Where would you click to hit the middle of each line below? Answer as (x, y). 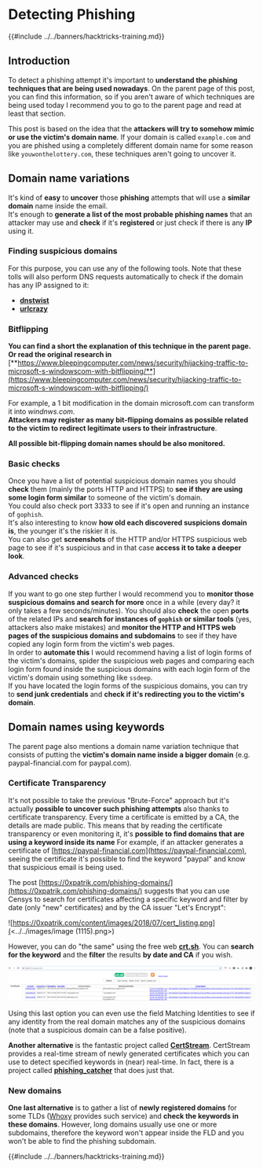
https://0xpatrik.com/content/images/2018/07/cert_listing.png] (114, 923)
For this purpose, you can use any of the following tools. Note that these (125, 268)
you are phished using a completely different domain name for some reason (131, 145)
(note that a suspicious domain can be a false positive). (97, 1030)
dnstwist (34, 300)
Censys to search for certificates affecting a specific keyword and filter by (128, 899)
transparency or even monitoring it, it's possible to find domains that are (126, 833)
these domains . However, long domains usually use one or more (113, 1125)
